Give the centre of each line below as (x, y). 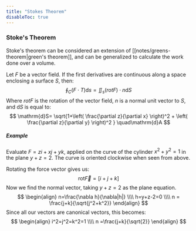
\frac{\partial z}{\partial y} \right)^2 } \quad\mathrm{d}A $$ (99, 122)
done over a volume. (31, 63)
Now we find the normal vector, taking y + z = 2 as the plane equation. (91, 188)
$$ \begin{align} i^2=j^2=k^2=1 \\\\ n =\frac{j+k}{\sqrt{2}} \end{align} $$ (99, 222)
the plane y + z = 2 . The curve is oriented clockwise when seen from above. (98, 158)
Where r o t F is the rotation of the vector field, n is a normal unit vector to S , (96, 100)
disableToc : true (27, 17)
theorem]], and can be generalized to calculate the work (116, 57)
